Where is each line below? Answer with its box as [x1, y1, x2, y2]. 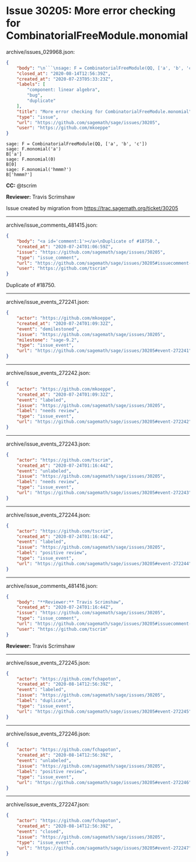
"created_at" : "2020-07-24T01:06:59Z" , [16, 244, 114, 249]
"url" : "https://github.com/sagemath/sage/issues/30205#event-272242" [16, 419, 192, 425]
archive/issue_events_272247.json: [6, 801, 90, 808]
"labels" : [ [16, 81, 45, 87]
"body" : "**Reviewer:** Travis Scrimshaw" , [16, 599, 124, 605]
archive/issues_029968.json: [6, 48, 75, 55]
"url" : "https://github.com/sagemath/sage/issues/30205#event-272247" [16, 845, 192, 851]
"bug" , [27, 93, 43, 98]
